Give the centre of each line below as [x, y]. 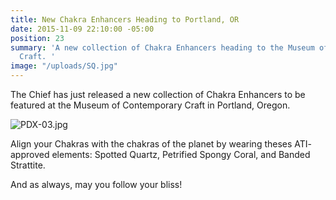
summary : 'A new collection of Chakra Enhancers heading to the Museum [162, 47]
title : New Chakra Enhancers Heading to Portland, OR [125, 19]
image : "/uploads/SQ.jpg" [64, 66]
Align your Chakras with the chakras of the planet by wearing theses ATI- [161, 144]
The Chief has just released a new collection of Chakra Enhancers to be [158, 94]
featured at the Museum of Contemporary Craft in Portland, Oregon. [150, 105]
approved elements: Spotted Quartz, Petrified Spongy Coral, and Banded [160, 154]
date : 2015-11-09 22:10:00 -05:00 [82, 29]
